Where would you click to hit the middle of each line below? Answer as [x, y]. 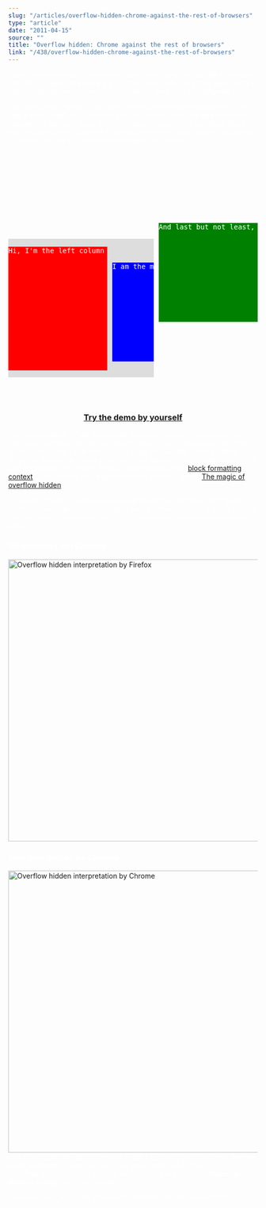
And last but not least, [207, 227]
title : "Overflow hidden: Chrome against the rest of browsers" [116, 45]
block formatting [215, 469]
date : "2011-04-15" [40, 30]
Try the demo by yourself [133, 417]
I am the [129, 266]
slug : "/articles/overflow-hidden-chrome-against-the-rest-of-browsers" [131, 15]
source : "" [26, 38]
